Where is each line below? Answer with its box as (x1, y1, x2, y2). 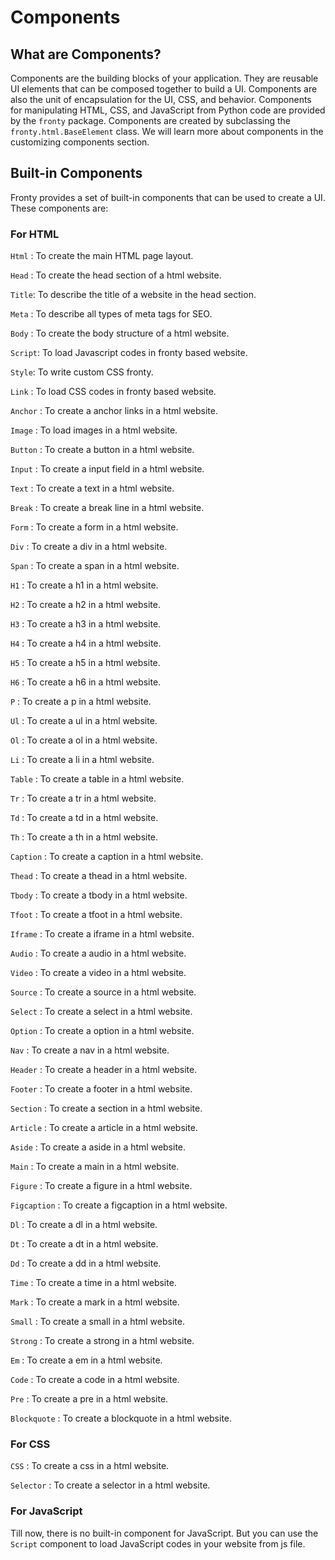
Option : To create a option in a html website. (10, 1025, 195, 1037)
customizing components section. (10, 136, 150, 148)
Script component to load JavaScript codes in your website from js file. (10, 1537, 306, 1550)
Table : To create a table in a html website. (10, 773, 185, 785)
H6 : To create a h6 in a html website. (10, 676, 162, 688)
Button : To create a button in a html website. (10, 444, 195, 456)
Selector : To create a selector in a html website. (10, 1479, 211, 1491)
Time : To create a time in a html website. (10, 1277, 177, 1289)
